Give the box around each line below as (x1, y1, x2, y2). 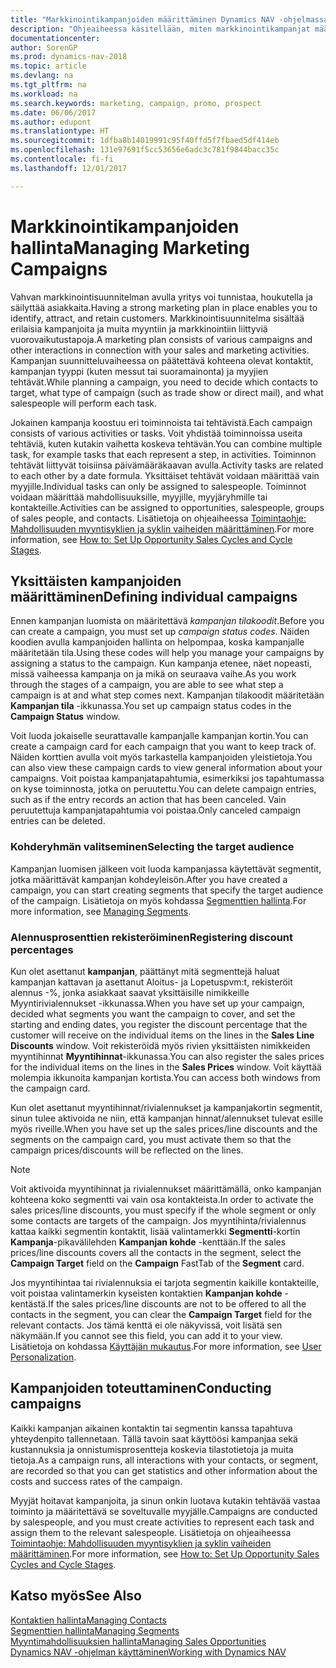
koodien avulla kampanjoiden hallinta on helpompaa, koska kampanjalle (10, 636, 305, 648)
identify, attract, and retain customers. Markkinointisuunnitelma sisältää (10, 312, 305, 324)
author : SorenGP (10, 42, 78, 53)
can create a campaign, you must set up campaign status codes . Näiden (10, 626, 310, 638)
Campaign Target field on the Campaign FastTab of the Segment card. (10, 1257, 305, 1269)
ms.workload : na (10, 89, 78, 99)
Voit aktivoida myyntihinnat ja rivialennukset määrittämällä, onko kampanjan (10, 1182, 322, 1195)
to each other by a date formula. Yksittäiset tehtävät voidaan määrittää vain (10, 469, 320, 481)
